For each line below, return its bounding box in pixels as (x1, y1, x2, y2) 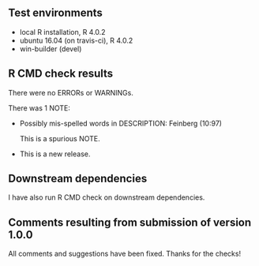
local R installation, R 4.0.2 (19, 27, 106, 36)
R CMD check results (8, 67, 114, 81)
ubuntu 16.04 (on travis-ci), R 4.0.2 (19, 36, 133, 45)
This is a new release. (19, 149, 91, 159)
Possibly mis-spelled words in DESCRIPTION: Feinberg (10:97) (19, 118, 223, 128)
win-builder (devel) (19, 43, 82, 54)
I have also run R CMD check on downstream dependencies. (8, 193, 205, 202)
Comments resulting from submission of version (8, 215, 252, 229)
